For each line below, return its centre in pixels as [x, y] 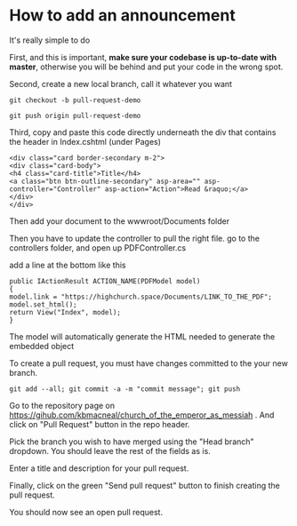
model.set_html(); [43, 304]
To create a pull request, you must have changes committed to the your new [149, 363]
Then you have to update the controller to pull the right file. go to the [135, 238]
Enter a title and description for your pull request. [99, 468]
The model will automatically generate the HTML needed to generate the [142, 336]
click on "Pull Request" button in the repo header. [100, 424]
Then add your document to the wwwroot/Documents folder [119, 221]
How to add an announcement [122, 16]
